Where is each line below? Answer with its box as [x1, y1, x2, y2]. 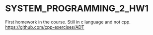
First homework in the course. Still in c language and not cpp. [5, 19, 131, 25]
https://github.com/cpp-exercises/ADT [5, 24, 84, 30]
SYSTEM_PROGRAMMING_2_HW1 [5, 3, 149, 14]
